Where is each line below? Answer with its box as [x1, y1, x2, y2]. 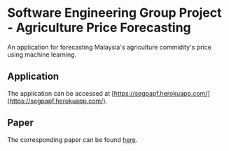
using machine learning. [7, 50, 77, 59]
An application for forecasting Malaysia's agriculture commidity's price [7, 43, 211, 51]
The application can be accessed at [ [7, 89, 114, 97]
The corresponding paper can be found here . [7, 135, 138, 144]
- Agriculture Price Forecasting [7, 20, 191, 36]
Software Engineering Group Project [7, 5, 222, 21]
